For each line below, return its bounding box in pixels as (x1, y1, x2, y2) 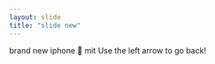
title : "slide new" (9, 21, 81, 30)
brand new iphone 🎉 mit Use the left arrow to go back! (9, 45, 206, 55)
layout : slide (9, 12, 62, 22)
